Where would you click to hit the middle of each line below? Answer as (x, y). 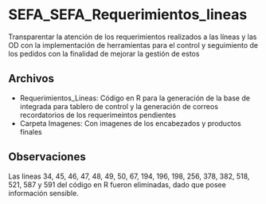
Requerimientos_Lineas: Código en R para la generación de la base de (135, 98)
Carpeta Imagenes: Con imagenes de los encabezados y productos (130, 123)
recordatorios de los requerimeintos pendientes (98, 115)
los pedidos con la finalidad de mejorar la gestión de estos (104, 53)
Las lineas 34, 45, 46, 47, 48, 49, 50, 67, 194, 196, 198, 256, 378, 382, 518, (129, 176)
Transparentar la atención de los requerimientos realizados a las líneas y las (133, 37)
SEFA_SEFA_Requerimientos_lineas (128, 15)
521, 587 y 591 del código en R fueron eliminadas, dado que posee (117, 184)
